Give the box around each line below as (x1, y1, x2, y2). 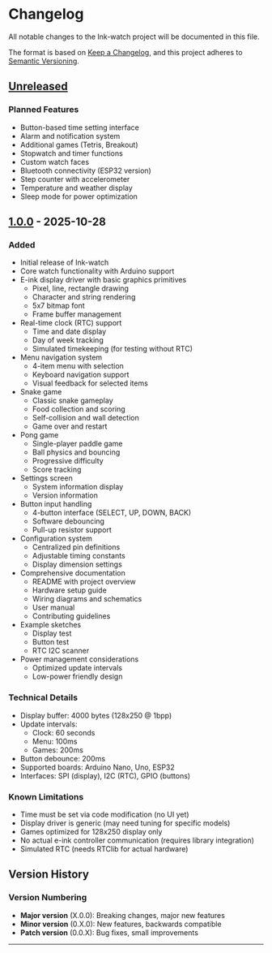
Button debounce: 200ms (19, 753, 106, 763)
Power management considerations (19, 654, 139, 664)
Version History (8, 868, 89, 882)
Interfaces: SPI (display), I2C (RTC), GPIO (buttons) (19, 770, 191, 780)
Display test (32, 628, 72, 638)
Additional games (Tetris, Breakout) (19, 140, 139, 149)
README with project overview (32, 577, 136, 587)
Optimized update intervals (32, 663, 123, 673)
